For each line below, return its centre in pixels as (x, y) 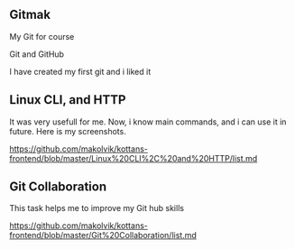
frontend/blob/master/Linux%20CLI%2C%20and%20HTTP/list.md (134, 158)
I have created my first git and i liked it (80, 71)
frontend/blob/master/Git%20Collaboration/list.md (103, 235)
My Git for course (42, 36)
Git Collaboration (58, 187)
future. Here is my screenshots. (68, 131)
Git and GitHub (37, 54)
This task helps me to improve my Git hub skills (97, 208)
